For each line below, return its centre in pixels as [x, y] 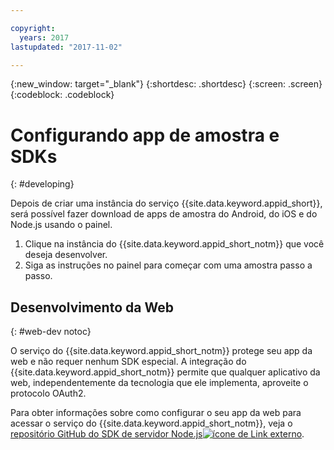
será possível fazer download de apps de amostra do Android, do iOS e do [164, 214]
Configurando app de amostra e [145, 135]
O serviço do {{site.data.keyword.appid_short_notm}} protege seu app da [161, 351]
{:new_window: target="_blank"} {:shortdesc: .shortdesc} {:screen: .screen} [166, 84]
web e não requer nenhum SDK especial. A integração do [128, 362]
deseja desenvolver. [66, 255]
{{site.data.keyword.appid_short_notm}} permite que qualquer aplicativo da [165, 372]
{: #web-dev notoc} [51, 332]
